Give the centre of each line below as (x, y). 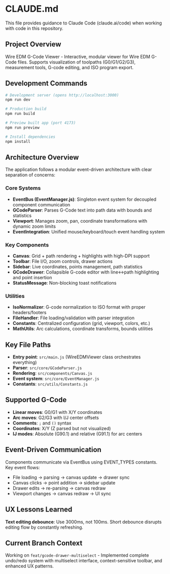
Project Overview (33, 44)
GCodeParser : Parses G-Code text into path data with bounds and (82, 210)
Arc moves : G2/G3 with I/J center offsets (56, 417)
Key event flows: (23, 467)
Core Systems (23, 188)
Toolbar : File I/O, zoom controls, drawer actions (62, 261)
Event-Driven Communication (53, 450)
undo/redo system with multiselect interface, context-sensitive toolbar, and (84, 561)
